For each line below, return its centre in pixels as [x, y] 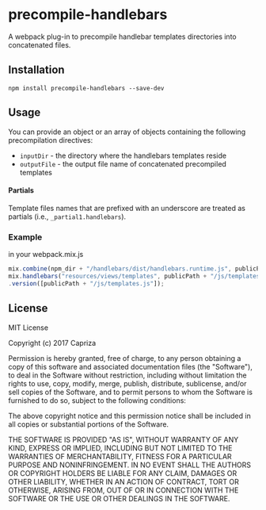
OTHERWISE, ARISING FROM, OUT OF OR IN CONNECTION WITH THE [123, 490]
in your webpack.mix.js [46, 255]
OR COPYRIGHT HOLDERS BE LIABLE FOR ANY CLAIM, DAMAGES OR [123, 473]
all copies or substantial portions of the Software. [88, 424]
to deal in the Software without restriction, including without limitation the [127, 375]
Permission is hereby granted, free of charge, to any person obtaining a [125, 358]
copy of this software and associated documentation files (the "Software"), [131, 366]
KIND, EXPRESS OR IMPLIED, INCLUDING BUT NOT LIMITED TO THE [120, 448]
